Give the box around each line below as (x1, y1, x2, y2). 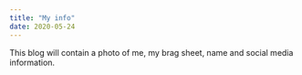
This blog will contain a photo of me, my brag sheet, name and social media (9, 47, 294, 58)
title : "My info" (9, 13, 76, 23)
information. (9, 57, 56, 68)
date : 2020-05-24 (9, 22, 76, 31)
